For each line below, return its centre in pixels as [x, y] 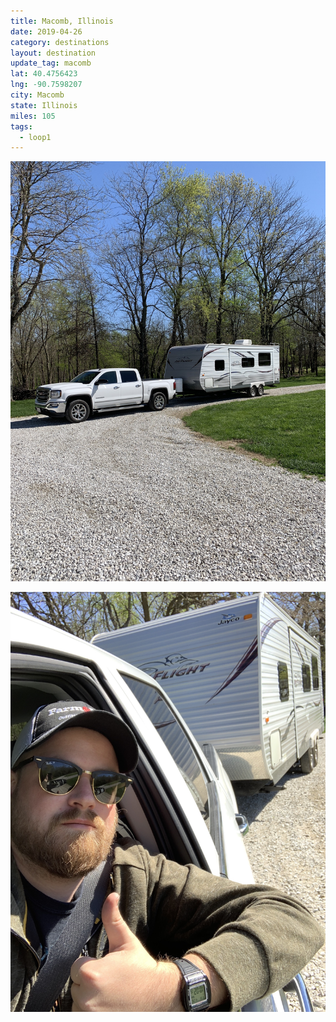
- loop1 [35, 137]
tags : [21, 126]
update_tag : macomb [51, 63]
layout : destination [53, 53]
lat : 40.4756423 [44, 74]
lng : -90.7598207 [46, 85]
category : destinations [60, 42]
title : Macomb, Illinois [62, 21]
